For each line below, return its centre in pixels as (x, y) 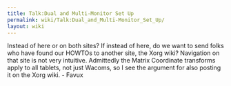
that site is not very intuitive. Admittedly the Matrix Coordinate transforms (111, 61)
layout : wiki (26, 26)
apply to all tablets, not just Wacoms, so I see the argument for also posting (114, 68)
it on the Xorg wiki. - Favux (46, 75)
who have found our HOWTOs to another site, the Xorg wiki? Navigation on (113, 53)
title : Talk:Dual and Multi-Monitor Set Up (71, 13)
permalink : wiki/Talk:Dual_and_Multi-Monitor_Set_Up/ (86, 20)
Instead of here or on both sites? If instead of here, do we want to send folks (115, 46)
